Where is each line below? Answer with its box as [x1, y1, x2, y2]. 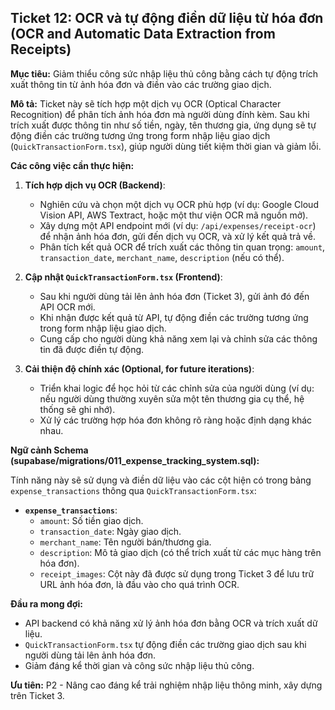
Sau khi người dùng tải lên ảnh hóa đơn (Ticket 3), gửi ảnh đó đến [39, 290, 310, 302]
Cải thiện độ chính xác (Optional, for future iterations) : [24, 362, 255, 375]
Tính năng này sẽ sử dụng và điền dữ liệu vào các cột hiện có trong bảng [10, 474, 312, 486]
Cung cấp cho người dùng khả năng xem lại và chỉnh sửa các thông [39, 332, 318, 345]
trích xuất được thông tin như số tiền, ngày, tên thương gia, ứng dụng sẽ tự [10, 119, 317, 131]
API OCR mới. [39, 301, 96, 313]
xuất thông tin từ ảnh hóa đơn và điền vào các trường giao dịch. [10, 78, 272, 90]
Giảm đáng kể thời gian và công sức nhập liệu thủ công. [24, 659, 255, 671]
